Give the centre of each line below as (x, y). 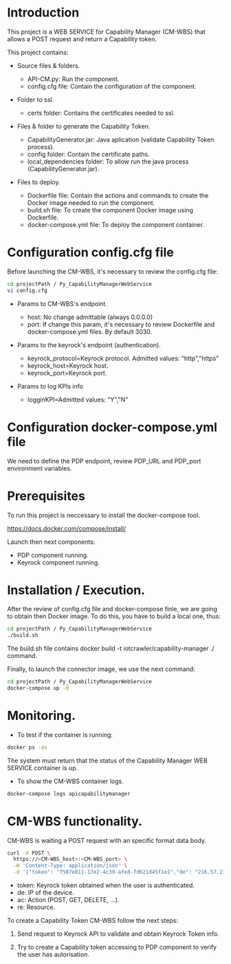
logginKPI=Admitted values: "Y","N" (78, 399)
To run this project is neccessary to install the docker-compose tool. (104, 515)
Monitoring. (42, 716)
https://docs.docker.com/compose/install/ (67, 528)
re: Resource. (36, 907)
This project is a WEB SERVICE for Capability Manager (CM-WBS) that (107, 32)
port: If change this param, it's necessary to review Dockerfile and (121, 324)
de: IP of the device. (45, 892)
